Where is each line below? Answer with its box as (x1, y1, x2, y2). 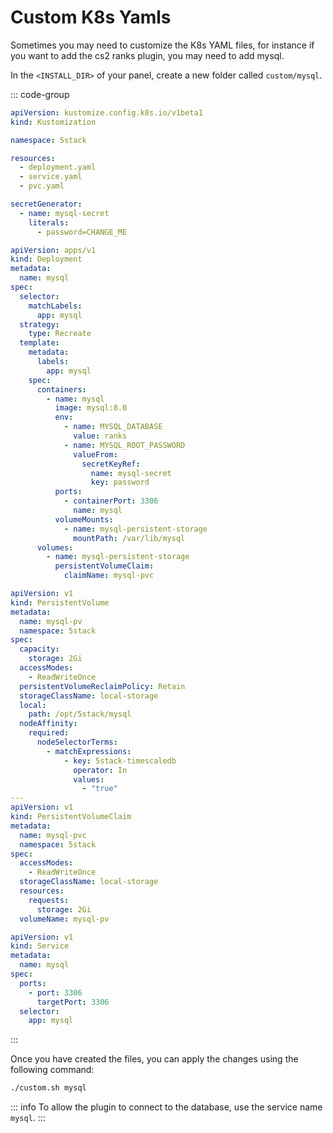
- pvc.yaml (19, 181, 65, 191)
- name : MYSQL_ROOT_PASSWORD (63, 440, 186, 450)
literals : (28, 217, 70, 228)
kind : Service (10, 941, 70, 951)
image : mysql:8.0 (54, 403, 128, 413)
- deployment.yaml (19, 162, 97, 173)
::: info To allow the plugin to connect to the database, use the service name (10, 1101, 323, 1113)
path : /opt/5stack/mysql (28, 709, 132, 720)
